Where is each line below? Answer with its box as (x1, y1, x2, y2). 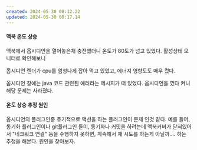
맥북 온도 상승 (6, 33, 37, 40)
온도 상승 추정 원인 (6, 101, 48, 109)
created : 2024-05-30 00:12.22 (6, 8, 81, 15)
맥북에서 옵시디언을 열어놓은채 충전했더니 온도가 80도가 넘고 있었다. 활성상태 (6, 47, 183, 54)
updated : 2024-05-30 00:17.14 (6, 14, 81, 20)
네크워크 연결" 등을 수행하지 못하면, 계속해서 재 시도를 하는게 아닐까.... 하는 (14, 130, 187, 137)
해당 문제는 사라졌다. (6, 86, 54, 94)
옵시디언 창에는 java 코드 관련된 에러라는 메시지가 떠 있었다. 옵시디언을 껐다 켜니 (6, 79, 191, 86)
